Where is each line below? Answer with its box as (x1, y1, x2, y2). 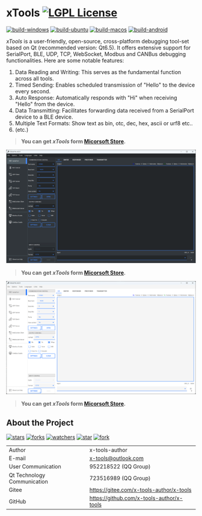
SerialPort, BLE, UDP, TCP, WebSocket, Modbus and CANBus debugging (6, 50, 186, 57)
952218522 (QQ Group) (89, 463, 151, 470)
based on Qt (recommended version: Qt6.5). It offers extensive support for (6, 44, 191, 51)
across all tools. (14, 75, 54, 82)
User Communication (8, 463, 61, 470)
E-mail (8, 455, 26, 462)
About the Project (6, 417, 74, 427)
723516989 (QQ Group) (89, 474, 151, 482)
